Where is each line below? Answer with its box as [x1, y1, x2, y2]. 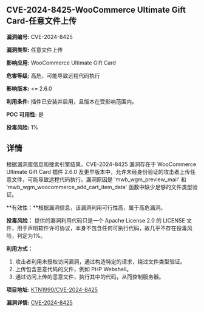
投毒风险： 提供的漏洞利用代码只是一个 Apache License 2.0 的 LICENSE [6, 217, 185, 224]
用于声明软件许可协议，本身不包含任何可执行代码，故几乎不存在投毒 [16, 224, 187, 232]
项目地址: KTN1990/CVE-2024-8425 [6, 286, 98, 293]
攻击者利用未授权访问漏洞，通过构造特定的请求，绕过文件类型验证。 [15, 258, 186, 265]
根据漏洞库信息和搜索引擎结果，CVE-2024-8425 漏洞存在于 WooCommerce [6, 161, 197, 168]
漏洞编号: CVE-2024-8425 [6, 33, 73, 40]
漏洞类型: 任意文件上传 [6, 46, 63, 54]
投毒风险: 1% [6, 123, 39, 131]
